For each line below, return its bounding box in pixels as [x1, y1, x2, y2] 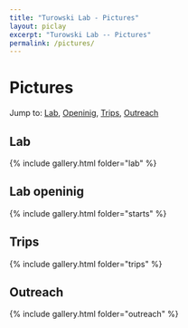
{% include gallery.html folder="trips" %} [9, 258, 163, 269]
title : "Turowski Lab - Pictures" [9, 13, 140, 23]
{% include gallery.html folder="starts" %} [9, 207, 167, 218]
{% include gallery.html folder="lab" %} [9, 158, 157, 169]
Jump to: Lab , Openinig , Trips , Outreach [9, 108, 159, 119]
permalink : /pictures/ [9, 38, 95, 48]
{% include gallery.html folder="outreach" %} [9, 309, 179, 320]
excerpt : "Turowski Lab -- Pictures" [9, 30, 152, 39]
